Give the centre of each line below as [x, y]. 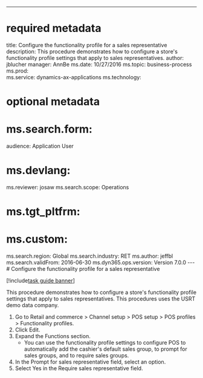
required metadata [54, 28]
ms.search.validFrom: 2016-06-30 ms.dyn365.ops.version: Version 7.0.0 [96, 262]
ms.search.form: [49, 129]
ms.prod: [18, 71]
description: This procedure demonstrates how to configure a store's [92, 51]
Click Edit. [27, 330]
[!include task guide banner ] [41, 281]
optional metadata [53, 102]
